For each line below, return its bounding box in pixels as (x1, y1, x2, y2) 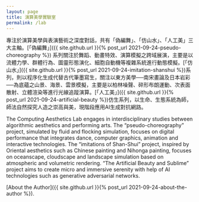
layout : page (6, 8, 39, 15)
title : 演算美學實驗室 (6, 14, 56, 20)
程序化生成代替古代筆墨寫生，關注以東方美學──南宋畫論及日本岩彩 (26, 74, 191, 81)
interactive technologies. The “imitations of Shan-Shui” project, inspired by (6, 141, 189, 148)
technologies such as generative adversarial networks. (6, 172, 141, 179)
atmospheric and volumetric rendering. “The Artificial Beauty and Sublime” (6, 160, 189, 167)
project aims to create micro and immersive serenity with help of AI (6, 166, 170, 173)
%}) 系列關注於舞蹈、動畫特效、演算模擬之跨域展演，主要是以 (42, 52, 194, 59)
